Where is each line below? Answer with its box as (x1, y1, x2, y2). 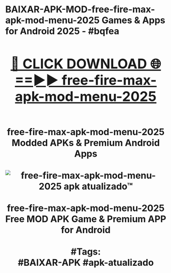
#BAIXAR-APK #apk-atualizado (17, 257, 154, 268)
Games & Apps (101, 14, 166, 26)
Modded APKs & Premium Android (12, 137, 160, 149)
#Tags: (70, 246, 101, 257)
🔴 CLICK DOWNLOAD (10, 55, 147, 72)
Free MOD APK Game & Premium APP (5, 213, 166, 225)
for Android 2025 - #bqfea (5, 26, 119, 37)
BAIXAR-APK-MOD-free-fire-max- (5, 4, 155, 15)
